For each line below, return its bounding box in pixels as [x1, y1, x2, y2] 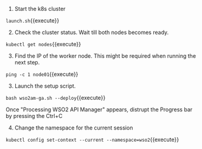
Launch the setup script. [14, 82, 76, 89]
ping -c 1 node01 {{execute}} [5, 71, 78, 78]
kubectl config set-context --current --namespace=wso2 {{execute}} [5, 136, 179, 143]
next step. [14, 59, 40, 66]
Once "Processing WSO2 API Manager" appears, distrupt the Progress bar [5, 106, 193, 113]
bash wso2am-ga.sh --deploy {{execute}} [5, 94, 106, 101]
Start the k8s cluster [14, 5, 66, 12]
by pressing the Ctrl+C [5, 113, 63, 119]
